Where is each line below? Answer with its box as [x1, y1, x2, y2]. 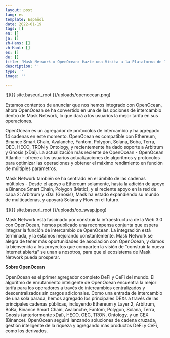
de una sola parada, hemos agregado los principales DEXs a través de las [5, 295, 159, 301]
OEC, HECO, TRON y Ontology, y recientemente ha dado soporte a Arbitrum [5, 144, 163, 150]
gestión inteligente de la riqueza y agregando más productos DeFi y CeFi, [5, 322, 158, 328]
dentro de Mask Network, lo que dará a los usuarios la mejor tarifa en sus [5, 112, 158, 118]
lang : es [5, 12, 24, 17]
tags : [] [5, 26, 24, 31]
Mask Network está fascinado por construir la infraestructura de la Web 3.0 [5, 216, 163, 222]
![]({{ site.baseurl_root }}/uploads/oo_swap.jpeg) [5, 207, 107, 213]
